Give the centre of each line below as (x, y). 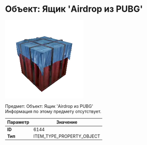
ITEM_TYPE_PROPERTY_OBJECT (67, 136)
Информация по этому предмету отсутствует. (53, 111)
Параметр (18, 122)
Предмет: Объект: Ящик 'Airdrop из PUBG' (49, 106)
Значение (67, 122)
